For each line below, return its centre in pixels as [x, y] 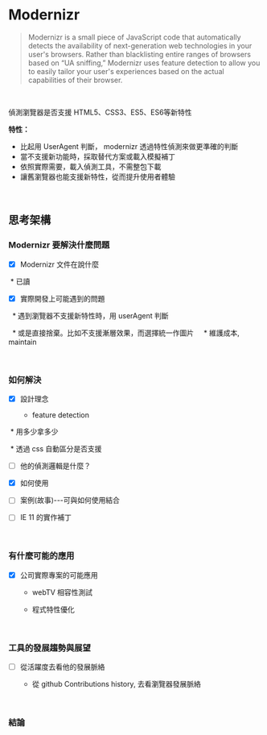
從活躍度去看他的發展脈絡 [62, 667]
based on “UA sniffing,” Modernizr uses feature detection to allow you [144, 63]
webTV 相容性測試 [62, 592]
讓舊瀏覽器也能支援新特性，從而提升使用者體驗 [97, 176]
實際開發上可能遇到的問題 [62, 298]
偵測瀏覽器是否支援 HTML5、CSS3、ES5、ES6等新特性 [100, 112]
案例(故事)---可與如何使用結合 [70, 500]
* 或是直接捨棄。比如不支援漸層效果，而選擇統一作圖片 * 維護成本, [125, 333]
